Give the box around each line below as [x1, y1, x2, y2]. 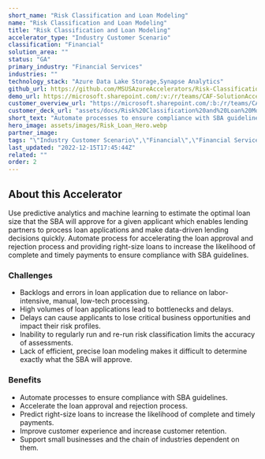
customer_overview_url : [8, 99, 87, 107]
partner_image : [8, 129, 58, 136]
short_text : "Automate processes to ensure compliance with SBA [8, 114, 224, 122]
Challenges [8, 270, 53, 281]
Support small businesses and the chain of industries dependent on [19, 435, 240, 444]
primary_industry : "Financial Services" [8, 63, 144, 71]
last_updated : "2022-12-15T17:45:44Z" [8, 144, 136, 151]
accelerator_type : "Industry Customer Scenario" [8, 33, 171, 42]
